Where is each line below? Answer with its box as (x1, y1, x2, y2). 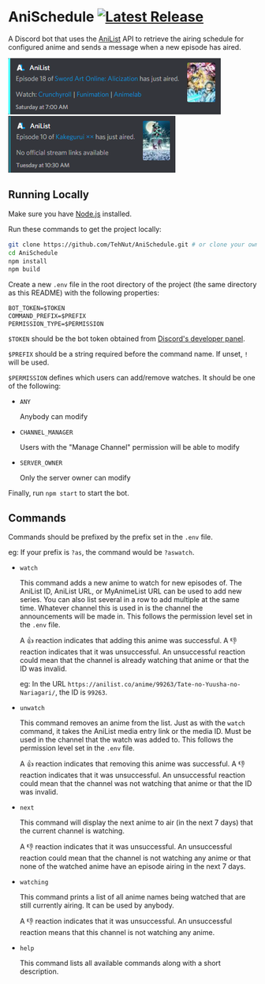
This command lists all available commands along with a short (19, 959, 221, 968)
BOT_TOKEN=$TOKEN (8, 305, 65, 312)
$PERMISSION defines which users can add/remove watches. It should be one (8, 373, 256, 383)
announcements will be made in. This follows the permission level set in (19, 612, 253, 621)
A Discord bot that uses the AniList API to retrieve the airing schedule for (8, 34, 244, 43)
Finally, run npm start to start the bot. (8, 488, 130, 498)
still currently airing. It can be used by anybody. (19, 900, 175, 911)
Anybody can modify (19, 412, 88, 421)
